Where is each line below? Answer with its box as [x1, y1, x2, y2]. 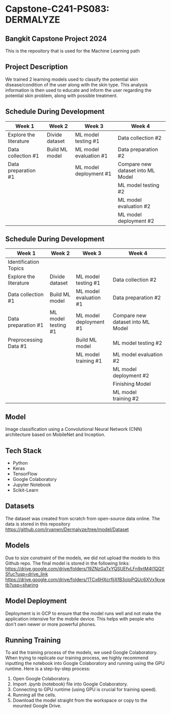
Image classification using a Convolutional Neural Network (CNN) [5, 426, 142, 432]
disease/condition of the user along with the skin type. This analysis [5, 81, 148, 87]
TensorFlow [12, 471, 38, 477]
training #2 [112, 395, 139, 402]
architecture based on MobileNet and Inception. [5, 431, 106, 437]
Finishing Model [112, 380, 151, 387]
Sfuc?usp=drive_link [5, 571, 48, 577]
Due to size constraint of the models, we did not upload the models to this [5, 555, 160, 561]
